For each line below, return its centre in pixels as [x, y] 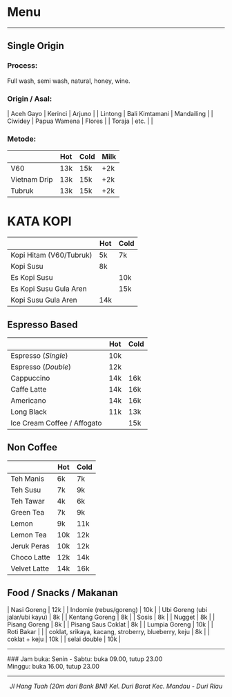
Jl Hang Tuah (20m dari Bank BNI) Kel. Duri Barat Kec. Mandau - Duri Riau [116, 686]
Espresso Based [42, 324]
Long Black [29, 412]
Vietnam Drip [32, 180]
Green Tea [28, 512]
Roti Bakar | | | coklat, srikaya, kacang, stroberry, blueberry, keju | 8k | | [109, 631]
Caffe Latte [29, 389]
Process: [22, 66]
